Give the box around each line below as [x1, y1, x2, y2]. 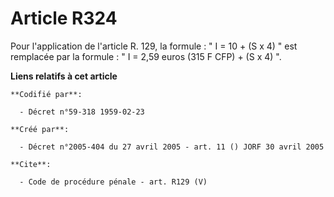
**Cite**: [10, 159, 52, 169]
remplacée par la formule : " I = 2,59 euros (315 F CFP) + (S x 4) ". [10, 50, 282, 62]
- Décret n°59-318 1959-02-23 [19, 107, 145, 117]
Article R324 [10, 7, 118, 30]
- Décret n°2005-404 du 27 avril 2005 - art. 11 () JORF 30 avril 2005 [19, 142, 325, 152]
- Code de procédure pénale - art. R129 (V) [19, 177, 208, 187]
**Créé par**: [10, 124, 70, 134]
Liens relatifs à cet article [10, 70, 118, 82]
